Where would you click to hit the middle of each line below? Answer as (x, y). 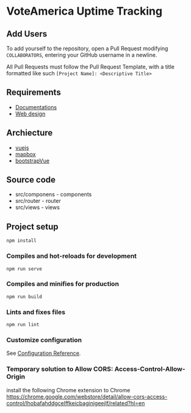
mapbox (25, 154)
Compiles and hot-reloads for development (72, 256)
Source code (31, 180)
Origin (16, 377)
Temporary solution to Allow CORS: (60, 369)
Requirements (34, 93)
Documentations (36, 107)
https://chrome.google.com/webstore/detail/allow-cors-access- (87, 397)
